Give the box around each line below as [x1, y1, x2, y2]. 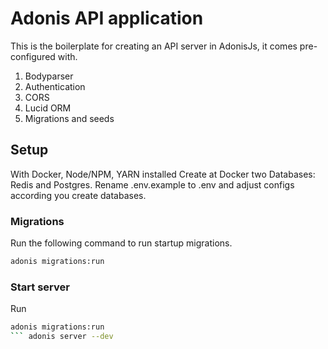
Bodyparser [24, 70, 74, 82]
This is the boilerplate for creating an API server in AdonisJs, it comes [10, 40, 298, 52]
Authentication [24, 80, 86, 92]
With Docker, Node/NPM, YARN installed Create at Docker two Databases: [10, 168, 316, 180]
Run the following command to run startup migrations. [10, 237, 233, 249]
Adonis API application [10, 7, 204, 30]
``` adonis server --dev [10, 332, 114, 342]
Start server [10, 280, 70, 294]
